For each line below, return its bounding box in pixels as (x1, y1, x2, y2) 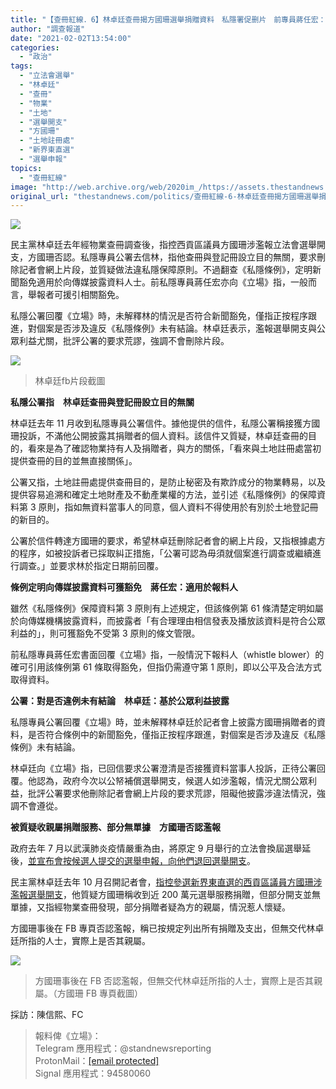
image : (10, 182, 38, 192)
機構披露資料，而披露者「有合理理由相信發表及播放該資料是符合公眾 (44, 615, 326, 627)
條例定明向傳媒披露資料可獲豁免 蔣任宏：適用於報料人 (10, 581, 238, 593)
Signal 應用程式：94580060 (34, 1067, 152, 1080)
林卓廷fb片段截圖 (34, 375, 106, 387)
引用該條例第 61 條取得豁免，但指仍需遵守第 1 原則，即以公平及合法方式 (27, 661, 322, 673)
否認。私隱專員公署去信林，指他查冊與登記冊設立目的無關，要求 (53, 251, 317, 263)
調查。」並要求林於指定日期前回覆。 (18, 560, 164, 572)
